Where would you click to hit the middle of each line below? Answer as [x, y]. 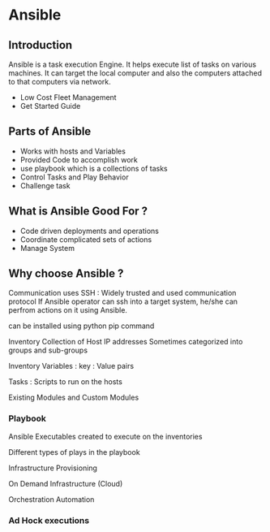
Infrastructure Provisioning [53, 468]
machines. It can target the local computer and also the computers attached [135, 73]
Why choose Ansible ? [66, 274]
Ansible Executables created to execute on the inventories [105, 436]
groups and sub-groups [48, 350]
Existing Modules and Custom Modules [74, 398]
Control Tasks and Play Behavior [74, 177]
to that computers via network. [60, 82]
